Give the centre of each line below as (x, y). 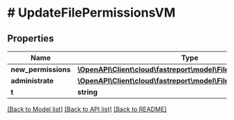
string (88, 92)
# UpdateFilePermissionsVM (92, 13)
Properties (31, 38)
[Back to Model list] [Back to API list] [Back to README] (87, 109)
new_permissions (41, 69)
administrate (32, 81)
